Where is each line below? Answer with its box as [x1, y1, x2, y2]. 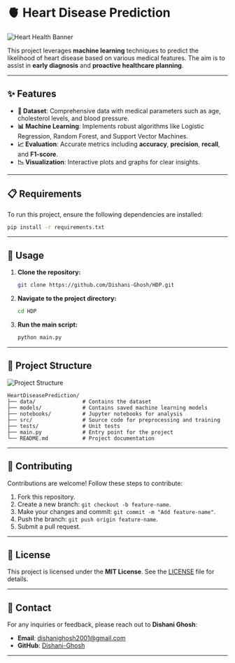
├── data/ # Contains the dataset [7, 398, 152, 405]
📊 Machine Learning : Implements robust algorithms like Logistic [17, 122, 205, 130]
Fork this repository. [17, 492, 76, 501]
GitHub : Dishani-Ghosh [17, 641, 85, 650]
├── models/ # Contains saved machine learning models [7, 404, 208, 411]
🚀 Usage [7, 249, 44, 262]
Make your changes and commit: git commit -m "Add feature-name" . [17, 507, 216, 515]
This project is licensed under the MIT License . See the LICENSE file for [7, 567, 215, 576]
